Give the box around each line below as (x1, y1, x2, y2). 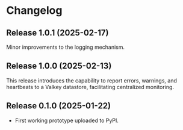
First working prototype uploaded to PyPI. (14, 117, 119, 124)
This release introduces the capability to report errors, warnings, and (6, 76, 178, 84)
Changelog (6, 4, 63, 17)
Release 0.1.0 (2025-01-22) (6, 101, 111, 111)
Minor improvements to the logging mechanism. (6, 43, 125, 51)
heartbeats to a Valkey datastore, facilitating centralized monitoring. (6, 83, 175, 90)
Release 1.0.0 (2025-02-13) (6, 61, 112, 71)
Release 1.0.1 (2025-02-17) (6, 28, 109, 38)
